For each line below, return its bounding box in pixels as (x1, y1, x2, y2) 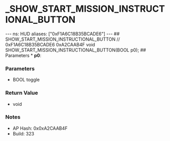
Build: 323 (12, 130, 35, 136)
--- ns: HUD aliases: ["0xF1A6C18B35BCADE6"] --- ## (5, 31, 120, 37)
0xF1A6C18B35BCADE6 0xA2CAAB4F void (5, 41, 95, 47)
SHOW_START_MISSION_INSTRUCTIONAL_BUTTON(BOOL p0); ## (5, 47, 146, 53)
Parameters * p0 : (5, 52, 42, 59)
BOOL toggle (12, 77, 40, 83)
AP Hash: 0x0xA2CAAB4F (12, 125, 68, 131)
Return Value (5, 90, 38, 97)
